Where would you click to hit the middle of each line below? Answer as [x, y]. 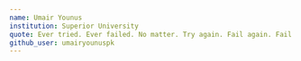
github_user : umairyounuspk [62, 43]
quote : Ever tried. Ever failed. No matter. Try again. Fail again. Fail [151, 34]
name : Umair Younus [46, 17]
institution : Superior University [74, 26]
